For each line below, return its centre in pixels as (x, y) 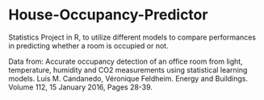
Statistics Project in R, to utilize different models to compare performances (132, 37)
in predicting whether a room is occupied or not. (88, 45)
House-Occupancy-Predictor (108, 15)
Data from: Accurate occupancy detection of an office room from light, (126, 61)
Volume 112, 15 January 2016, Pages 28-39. (81, 87)
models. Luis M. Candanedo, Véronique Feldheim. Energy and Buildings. (128, 78)
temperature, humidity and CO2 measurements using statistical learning (128, 69)
